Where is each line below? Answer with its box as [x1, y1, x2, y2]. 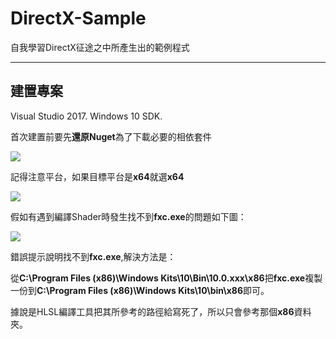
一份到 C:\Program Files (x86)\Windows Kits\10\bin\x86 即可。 [10, 284, 270, 296]
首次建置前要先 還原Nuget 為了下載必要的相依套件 [10, 130, 212, 142]
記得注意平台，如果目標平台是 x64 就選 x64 [10, 170, 185, 182]
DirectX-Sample [10, 7, 147, 30]
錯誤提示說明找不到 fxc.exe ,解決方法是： [10, 250, 177, 262]
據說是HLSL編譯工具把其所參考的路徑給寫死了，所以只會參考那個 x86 [10, 305, 295, 317]
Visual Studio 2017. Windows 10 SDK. [10, 110, 163, 122]
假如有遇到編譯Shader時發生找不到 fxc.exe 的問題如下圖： [10, 210, 247, 222]
